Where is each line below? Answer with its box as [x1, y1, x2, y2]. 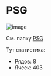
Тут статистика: [6, 46, 46, 53]
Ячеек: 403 [14, 64, 43, 71]
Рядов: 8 [14, 58, 36, 65]
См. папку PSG [6, 34, 44, 42]
